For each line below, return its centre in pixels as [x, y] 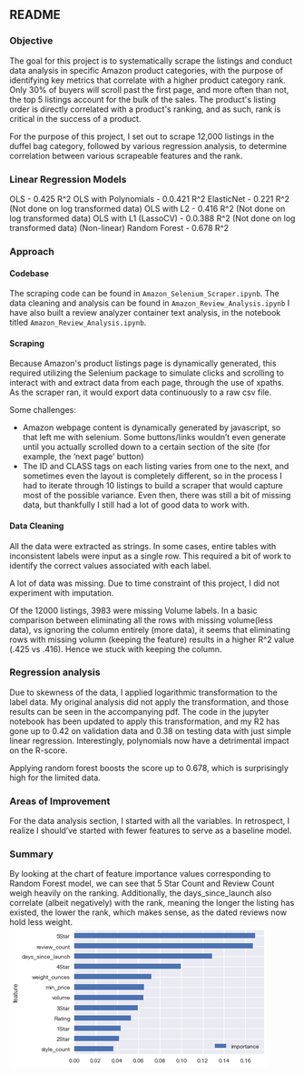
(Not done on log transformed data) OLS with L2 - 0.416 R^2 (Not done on [147, 208]
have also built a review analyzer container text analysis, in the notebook [145, 313]
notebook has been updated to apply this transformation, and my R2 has [145, 721]
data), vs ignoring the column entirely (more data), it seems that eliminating [150, 629]
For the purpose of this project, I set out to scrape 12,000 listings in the [142, 136]
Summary [32, 854]
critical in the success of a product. [75, 118]
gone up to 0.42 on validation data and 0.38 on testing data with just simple [151, 730]
